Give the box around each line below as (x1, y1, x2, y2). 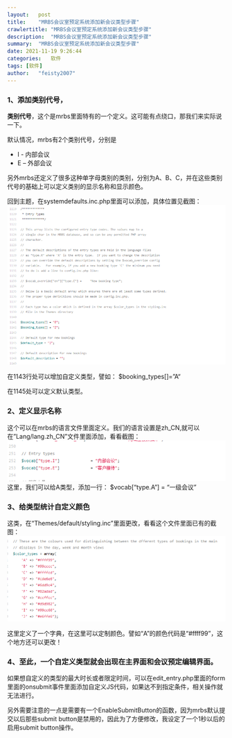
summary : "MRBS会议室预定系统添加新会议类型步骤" (7, 40, 140, 48)
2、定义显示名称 (7, 406, 62, 416)
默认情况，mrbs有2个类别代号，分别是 (7, 135, 117, 144)
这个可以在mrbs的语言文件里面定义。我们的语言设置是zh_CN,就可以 (7, 423, 200, 432)
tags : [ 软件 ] (7, 62, 43, 69)
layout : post (7, 11, 51, 18)
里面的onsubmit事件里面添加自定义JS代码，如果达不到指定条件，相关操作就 (7, 682, 224, 691)
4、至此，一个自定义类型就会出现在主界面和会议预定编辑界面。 (7, 657, 218, 666)
